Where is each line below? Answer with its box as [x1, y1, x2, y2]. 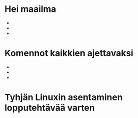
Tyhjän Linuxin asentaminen [4, 92, 123, 103]
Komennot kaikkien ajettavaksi [4, 48, 134, 59]
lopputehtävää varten [4, 102, 95, 114]
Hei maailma [4, 3, 56, 15]
